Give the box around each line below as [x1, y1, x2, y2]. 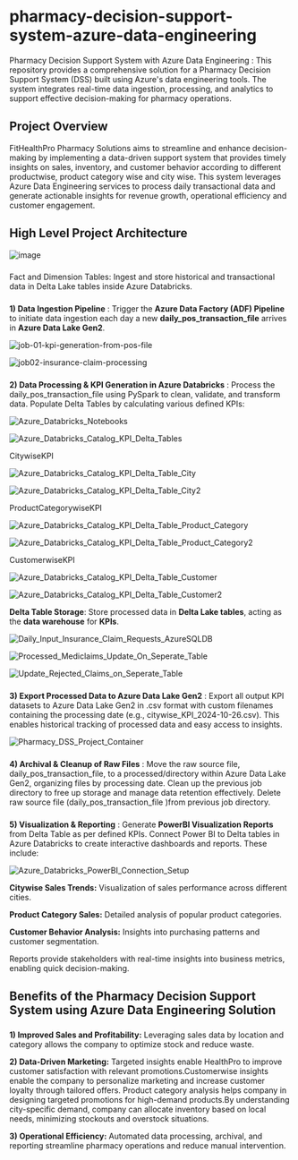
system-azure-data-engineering [9, 25, 257, 46]
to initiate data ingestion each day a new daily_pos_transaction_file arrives [9, 313, 287, 324]
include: [9, 848, 39, 858]
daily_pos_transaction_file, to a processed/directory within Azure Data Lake [9, 768, 286, 780]
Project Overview [9, 119, 108, 134]
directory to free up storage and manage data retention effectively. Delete [9, 788, 282, 798]
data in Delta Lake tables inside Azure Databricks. [9, 281, 192, 292]
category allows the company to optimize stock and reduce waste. [9, 1039, 255, 1050]
